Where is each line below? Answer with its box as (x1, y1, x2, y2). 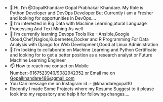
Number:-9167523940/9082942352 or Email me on (9, 70, 115, 76)
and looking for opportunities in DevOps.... (9, 15, 96, 21)
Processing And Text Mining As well (9, 26, 83, 32)
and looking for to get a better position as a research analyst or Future (9, 52, 153, 58)
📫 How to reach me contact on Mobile (9, 63, 89, 69)
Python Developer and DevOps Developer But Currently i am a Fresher (9, 10, 153, 16)
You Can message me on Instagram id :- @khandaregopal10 (9, 81, 132, 86)
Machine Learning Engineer (9, 57, 66, 63)
